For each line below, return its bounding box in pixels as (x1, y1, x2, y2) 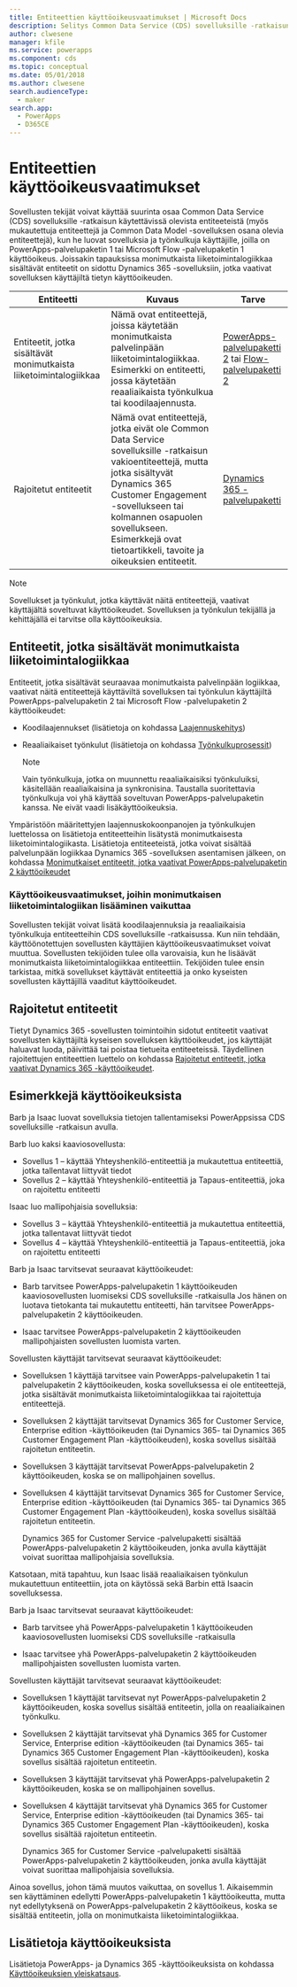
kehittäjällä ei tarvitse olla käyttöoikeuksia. (9, 613, 163, 625)
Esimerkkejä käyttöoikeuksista (9, 1089, 183, 1104)
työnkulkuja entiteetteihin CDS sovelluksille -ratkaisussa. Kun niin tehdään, (9, 929, 280, 940)
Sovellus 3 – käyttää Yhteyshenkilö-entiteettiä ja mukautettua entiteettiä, (21, 1218, 286, 1229)
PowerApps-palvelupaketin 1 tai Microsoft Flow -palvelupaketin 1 (9, 244, 245, 254)
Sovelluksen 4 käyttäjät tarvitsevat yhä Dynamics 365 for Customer (21, 1800, 268, 1811)
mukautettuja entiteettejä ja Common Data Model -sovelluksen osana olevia (9, 225, 285, 236)
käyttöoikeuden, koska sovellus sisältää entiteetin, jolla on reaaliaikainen (21, 1702, 286, 1712)
